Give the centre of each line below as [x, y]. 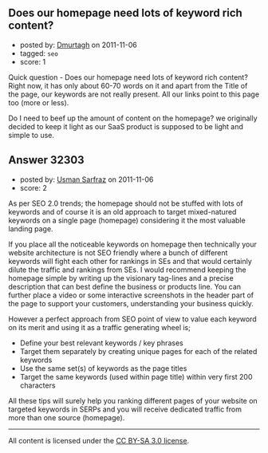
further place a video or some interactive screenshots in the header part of [131, 295]
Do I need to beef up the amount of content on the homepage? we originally [133, 118]
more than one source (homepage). [67, 417]
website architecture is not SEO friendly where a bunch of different [118, 252]
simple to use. [31, 135]
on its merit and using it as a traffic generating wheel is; [100, 327]
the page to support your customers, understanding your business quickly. [131, 303]
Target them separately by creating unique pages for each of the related [138, 351]
